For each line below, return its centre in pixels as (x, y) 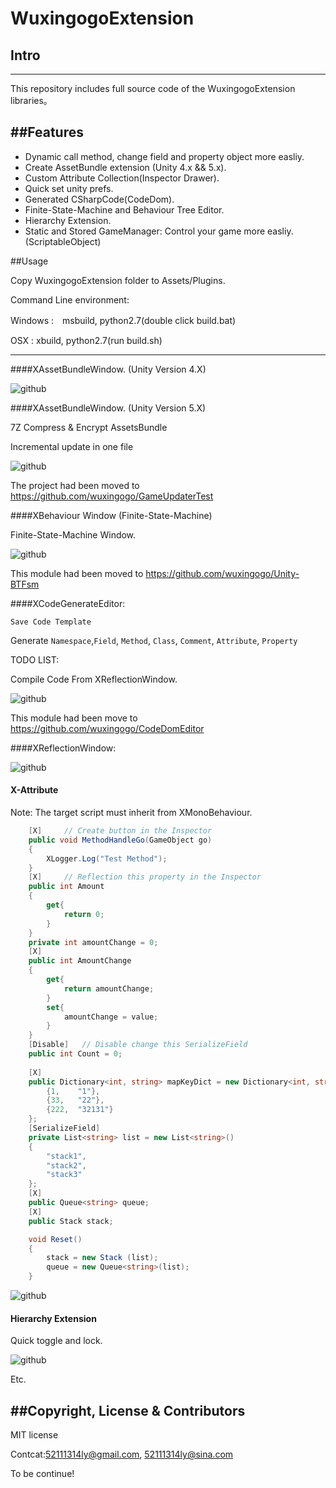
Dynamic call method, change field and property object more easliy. (164, 156)
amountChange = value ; (111, 1017)
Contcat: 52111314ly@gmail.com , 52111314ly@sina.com (122, 1454)
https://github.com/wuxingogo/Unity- (222, 573)
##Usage (29, 261)
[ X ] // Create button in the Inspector (120, 831)
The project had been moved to (75, 485)
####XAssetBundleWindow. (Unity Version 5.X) (108, 408)
